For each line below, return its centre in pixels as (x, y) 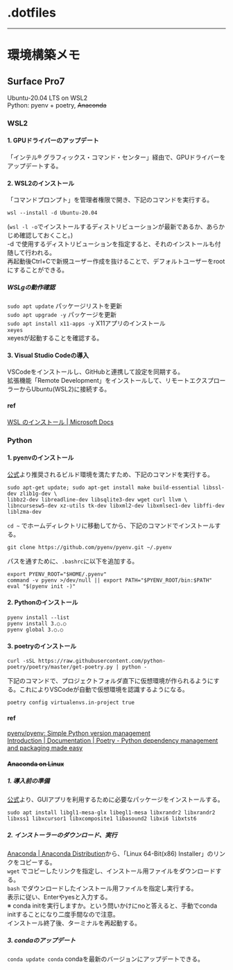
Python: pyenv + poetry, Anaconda (57, 105)
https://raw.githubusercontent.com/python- (102, 661)
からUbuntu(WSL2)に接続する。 (65, 389)
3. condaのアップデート (42, 940)
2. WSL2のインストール (41, 183)
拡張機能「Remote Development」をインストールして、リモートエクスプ (110, 381)
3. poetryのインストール (42, 646)
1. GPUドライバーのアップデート (53, 141)
